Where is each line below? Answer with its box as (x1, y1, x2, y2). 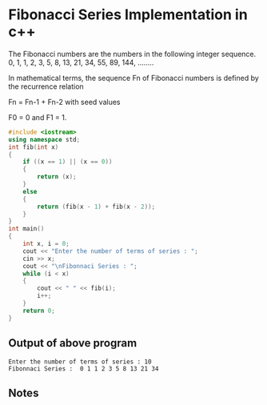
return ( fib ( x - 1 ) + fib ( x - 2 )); (37, 202, 156, 211)
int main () (8, 225, 45, 233)
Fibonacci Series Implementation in (8, 6, 248, 24)
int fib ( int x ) (8, 142, 59, 151)
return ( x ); (37, 173, 78, 181)
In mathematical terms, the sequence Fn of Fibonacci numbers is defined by (8, 73, 260, 82)
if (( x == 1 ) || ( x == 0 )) (22, 158, 113, 166)
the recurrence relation (8, 82, 84, 91)
